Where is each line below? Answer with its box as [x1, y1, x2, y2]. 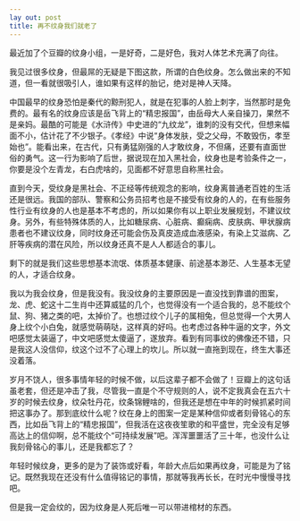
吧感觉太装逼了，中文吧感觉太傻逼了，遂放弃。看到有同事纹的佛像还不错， [9, 332, 283, 343]
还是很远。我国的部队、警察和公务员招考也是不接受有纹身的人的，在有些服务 [9, 193, 291, 204]
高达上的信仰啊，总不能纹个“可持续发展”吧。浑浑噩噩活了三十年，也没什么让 [9, 430, 290, 440]
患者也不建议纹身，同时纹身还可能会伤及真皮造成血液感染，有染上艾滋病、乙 [9, 227, 291, 238]
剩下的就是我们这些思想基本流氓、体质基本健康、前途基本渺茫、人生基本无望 [9, 257, 291, 269]
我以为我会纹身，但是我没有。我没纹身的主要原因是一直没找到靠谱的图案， [9, 287, 283, 298]
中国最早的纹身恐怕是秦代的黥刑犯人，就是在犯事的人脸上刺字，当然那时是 [9, 96, 283, 107]
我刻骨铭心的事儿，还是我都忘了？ [9, 440, 135, 452]
